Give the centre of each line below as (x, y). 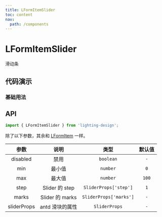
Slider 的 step (59, 188)
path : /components (29, 24)
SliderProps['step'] (108, 188)
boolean (108, 159)
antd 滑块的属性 (58, 207)
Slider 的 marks (58, 197)
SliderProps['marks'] (108, 197)
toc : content (19, 15)
